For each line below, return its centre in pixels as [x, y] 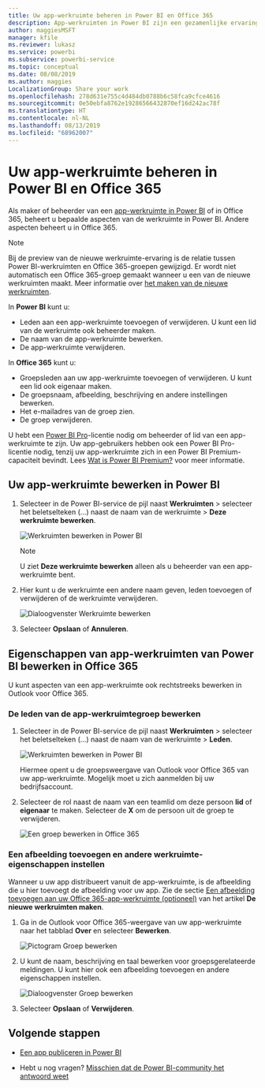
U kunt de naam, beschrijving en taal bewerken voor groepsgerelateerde [138, 961]
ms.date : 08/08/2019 [42, 74]
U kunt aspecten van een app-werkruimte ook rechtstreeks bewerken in [125, 685]
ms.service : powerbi [42, 52]
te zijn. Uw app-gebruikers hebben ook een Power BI [133, 443]
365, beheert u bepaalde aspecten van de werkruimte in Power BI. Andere [129, 219]
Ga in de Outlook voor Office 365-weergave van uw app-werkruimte [131, 922]
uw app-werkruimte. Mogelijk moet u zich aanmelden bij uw [117, 779]
